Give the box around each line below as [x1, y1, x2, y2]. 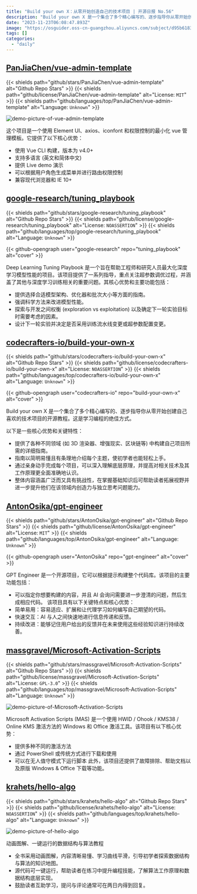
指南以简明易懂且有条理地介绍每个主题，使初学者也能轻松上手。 [14, 455, 169, 462]
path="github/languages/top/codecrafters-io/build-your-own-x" [6, 372, 161, 379]
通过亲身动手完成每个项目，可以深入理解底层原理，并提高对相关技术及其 [14, 462, 189, 469]
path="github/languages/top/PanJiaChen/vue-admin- [43, 97, 173, 104]
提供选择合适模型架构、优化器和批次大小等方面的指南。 [14, 291, 148, 298]
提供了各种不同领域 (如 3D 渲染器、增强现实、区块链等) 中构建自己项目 [14, 440, 186, 447]
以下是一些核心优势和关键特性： [6, 428, 83, 435]
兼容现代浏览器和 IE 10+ [14, 176, 72, 183]
